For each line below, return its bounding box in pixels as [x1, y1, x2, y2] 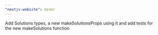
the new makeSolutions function [5, 25, 70, 31]
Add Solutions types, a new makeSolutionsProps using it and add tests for [5, 20, 153, 26]
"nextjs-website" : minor [5, 7, 55, 12]
